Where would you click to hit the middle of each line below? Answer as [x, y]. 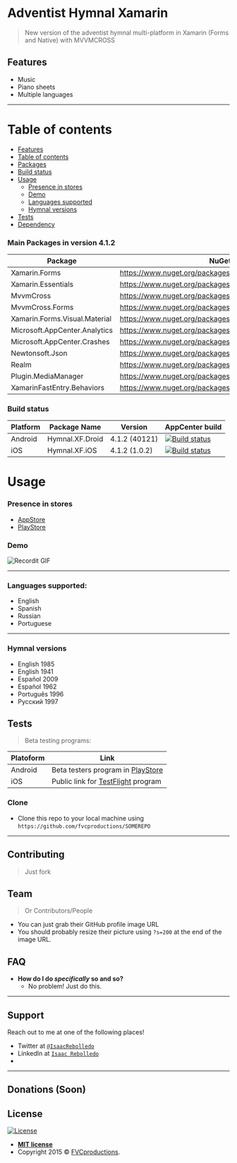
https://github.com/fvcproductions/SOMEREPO [84, 826]
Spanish [29, 609]
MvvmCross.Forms [42, 307]
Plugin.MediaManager [47, 376]
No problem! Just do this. [65, 986]
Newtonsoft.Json [39, 353]
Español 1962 [37, 686]
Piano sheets [36, 87]
